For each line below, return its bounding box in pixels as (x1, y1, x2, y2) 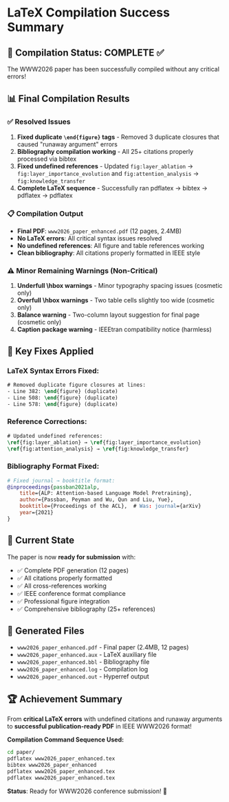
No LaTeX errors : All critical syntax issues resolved (17, 234, 162, 242)
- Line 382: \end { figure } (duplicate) (7, 388, 118, 394)
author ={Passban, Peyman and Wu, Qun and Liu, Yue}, (19, 496, 174, 503)
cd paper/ (7, 749, 36, 756)
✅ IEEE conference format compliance (17, 589, 126, 597)
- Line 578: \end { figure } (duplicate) (7, 401, 118, 408)
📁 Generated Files (7, 625, 85, 637)
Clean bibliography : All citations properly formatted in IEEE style (17, 249, 201, 257)
